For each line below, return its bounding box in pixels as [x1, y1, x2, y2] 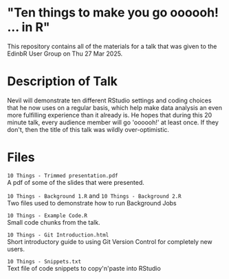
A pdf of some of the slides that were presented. [7, 178, 144, 186]
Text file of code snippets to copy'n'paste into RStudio [7, 264, 162, 272]
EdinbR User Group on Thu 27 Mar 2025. [7, 49, 123, 58]
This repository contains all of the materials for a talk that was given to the [7, 42, 217, 50]
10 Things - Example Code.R [7, 212, 88, 219]
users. [7, 245, 25, 253]
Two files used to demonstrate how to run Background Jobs [7, 199, 177, 207]
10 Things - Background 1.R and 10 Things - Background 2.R [7, 191, 182, 200]
